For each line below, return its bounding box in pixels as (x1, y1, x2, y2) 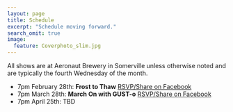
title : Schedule (7, 17, 54, 24)
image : (7, 36, 26, 43)
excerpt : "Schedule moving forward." (7, 23, 117, 30)
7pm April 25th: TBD (17, 97, 76, 105)
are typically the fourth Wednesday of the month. (7, 69, 148, 77)
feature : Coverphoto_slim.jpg (13, 42, 101, 49)
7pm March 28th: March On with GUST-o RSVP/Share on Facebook (17, 90, 212, 98)
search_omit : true (7, 29, 61, 37)
